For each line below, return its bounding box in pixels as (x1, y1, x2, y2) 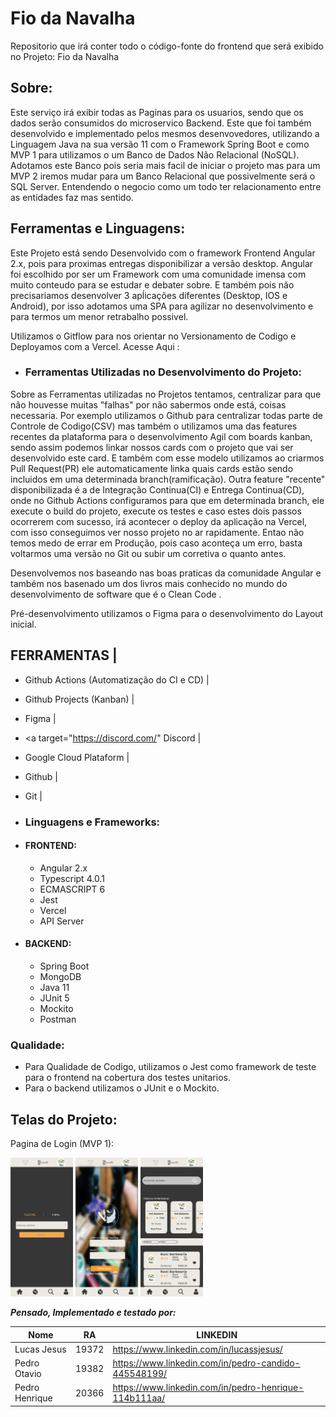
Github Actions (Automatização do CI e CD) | (24, 673, 210, 686)
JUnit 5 (39, 992, 70, 1004)
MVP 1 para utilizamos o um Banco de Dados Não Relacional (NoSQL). (10, 148, 300, 161)
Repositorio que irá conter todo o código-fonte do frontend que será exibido (10, 40, 324, 52)
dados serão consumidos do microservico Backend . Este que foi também (10, 117, 312, 129)
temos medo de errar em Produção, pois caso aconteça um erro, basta (10, 537, 303, 549)
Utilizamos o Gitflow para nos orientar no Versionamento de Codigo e (10, 330, 297, 342)
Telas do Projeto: (10, 1111, 118, 1128)
